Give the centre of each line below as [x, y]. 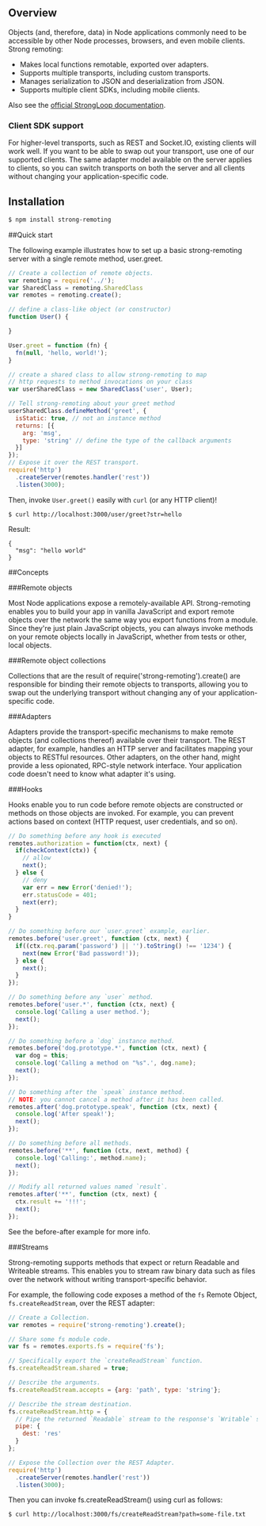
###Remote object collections [57, 660]
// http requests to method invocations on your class [101, 382]
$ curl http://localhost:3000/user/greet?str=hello [95, 514]
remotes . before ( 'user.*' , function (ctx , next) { [92, 1005]
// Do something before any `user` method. [81, 997]
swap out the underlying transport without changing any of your [112, 692]
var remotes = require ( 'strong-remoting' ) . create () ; [97, 1325]
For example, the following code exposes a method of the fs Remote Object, [133, 1295]
